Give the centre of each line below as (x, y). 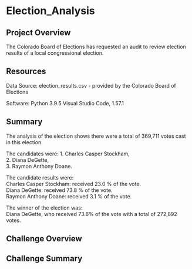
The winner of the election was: (44, 208)
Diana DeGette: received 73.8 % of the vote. (59, 190)
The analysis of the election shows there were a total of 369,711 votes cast (96, 136)
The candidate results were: (40, 177)
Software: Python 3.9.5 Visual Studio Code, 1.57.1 (65, 103)
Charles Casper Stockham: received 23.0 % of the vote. (74, 184)
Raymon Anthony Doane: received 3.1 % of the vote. (69, 196)
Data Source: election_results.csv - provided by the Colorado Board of (91, 85)
